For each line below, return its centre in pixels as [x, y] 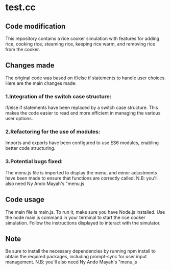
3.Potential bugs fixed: [34, 162]
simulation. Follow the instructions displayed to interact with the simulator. [83, 223]
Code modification [35, 26]
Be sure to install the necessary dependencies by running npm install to [80, 251]
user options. [19, 119]
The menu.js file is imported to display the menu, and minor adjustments [81, 172]
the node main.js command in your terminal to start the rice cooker [75, 217]
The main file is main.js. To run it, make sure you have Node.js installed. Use [85, 212]
